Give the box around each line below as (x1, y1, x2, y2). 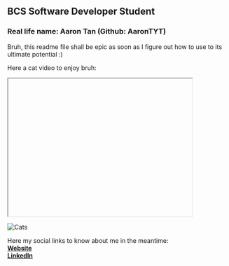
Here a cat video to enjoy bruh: (7, 63, 97, 72)
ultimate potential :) (7, 50, 63, 58)
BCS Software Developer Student (7, 6, 155, 17)
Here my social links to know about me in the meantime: (7, 236, 169, 244)
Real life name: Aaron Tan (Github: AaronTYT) (7, 27, 167, 36)
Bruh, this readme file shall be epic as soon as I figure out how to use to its (7, 42, 223, 51)
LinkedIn (7, 251, 34, 260)
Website (7, 244, 32, 252)
